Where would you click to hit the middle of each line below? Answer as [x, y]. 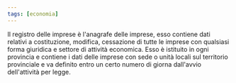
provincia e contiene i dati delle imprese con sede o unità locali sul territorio [118, 57]
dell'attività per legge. [39, 72]
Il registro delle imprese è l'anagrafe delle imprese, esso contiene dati [109, 34]
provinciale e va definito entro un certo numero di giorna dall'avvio [105, 64]
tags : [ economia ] [33, 14]
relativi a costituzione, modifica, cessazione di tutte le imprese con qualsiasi [118, 41]
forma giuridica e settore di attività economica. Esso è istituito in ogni [108, 49]
